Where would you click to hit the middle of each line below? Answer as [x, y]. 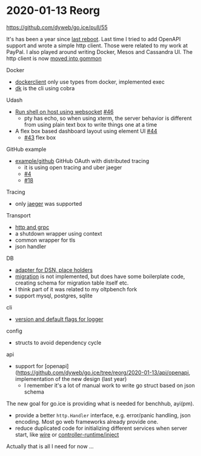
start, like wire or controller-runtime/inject [67, 434]
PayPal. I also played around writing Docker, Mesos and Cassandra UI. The [99, 51]
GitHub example [26, 149]
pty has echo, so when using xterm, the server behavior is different [108, 118]
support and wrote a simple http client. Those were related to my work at [97, 45]
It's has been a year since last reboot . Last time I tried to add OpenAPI [94, 39]
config [14, 331]
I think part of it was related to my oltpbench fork [76, 289]
